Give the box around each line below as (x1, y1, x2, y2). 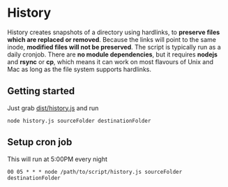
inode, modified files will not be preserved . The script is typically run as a (7, 43, 221, 51)
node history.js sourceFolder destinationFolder (7, 117, 151, 124)
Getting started (7, 85, 75, 97)
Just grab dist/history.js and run (7, 103, 99, 112)
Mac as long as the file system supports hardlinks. (7, 65, 152, 73)
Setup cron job (7, 136, 73, 148)
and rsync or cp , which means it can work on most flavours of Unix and (7, 57, 214, 66)
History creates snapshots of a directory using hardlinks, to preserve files (7, 28, 220, 36)
